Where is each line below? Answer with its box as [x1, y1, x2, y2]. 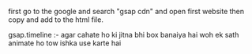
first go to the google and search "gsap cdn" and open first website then [8, 7, 245, 16]
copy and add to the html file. [8, 15, 104, 24]
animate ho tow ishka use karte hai [8, 38, 122, 48]
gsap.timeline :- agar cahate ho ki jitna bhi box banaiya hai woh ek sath [8, 31, 239, 39]
